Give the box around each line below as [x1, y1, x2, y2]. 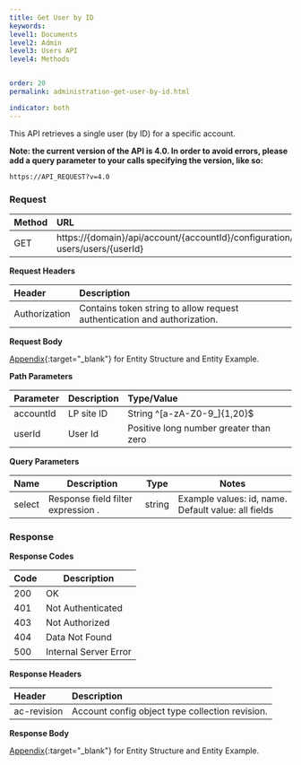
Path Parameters [9, 370, 73, 381]
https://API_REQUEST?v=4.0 [9, 172, 110, 181]
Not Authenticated [46, 602, 124, 614]
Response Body [9, 728, 70, 739]
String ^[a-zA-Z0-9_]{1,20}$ [127, 407, 254, 420]
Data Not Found [46, 631, 112, 644]
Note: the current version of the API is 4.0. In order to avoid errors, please [9, 145, 288, 156]
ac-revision [13, 705, 64, 717]
